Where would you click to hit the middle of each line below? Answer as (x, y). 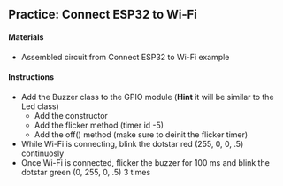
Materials (26, 37)
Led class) (40, 106)
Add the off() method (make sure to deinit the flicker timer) (141, 134)
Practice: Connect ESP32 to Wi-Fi (103, 15)
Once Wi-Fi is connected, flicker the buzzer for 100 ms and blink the (145, 162)
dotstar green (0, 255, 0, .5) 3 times (86, 172)
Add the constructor (71, 115)
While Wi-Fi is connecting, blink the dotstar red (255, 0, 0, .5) (132, 143)
